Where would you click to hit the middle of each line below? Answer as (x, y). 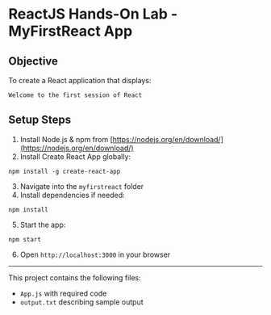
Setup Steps (40, 120)
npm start (25, 239)
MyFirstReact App (71, 31)
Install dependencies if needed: (72, 195)
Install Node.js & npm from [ (66, 139)
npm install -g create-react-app (65, 171)
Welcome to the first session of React (75, 95)
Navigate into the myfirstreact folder (82, 186)
